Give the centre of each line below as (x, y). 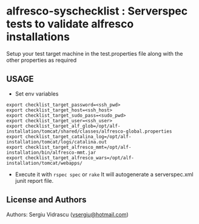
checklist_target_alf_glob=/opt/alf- (73, 126)
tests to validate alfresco (70, 24)
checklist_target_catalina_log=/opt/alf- (78, 137)
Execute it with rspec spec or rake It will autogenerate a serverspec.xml (104, 174)
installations (38, 37)
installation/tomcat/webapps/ (45, 163)
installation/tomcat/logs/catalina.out (57, 142)
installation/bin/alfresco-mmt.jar (51, 153)
